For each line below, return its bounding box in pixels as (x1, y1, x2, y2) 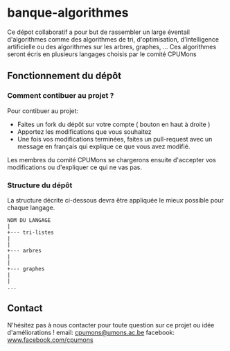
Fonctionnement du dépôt (7, 70, 122, 82)
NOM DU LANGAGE (7, 216, 51, 223)
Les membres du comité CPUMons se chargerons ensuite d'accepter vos (7, 155, 216, 164)
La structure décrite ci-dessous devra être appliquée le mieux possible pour (7, 196, 224, 204)
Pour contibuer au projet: (7, 106, 78, 115)
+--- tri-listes (7, 229, 54, 236)
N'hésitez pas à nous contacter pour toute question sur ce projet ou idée (7, 320, 215, 329)
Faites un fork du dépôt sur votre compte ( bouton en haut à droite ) (17, 120, 211, 128)
